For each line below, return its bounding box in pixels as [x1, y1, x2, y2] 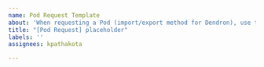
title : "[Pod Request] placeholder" [8, 26, 128, 33]
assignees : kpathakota [8, 41, 82, 48]
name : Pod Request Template [8, 11, 101, 19]
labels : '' [8, 33, 44, 41]
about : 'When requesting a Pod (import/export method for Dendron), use [8, 19, 251, 26]
